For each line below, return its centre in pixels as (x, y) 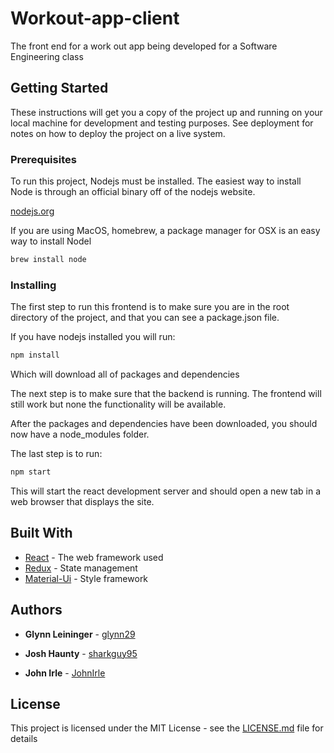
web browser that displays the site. (82, 501)
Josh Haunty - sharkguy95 (81, 653)
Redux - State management (81, 568)
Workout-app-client (95, 18)
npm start (31, 472)
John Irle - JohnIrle (65, 673)
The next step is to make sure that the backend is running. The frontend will (166, 394)
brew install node (48, 260)
